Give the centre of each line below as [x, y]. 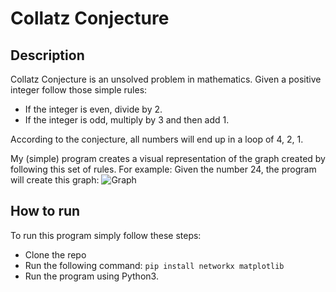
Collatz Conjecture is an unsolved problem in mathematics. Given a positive [166, 79]
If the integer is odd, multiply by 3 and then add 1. [127, 120]
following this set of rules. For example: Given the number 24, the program [163, 169]
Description [47, 55]
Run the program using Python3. [91, 276]
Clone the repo [55, 254]
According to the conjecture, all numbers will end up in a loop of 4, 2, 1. [157, 139]
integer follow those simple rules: [79, 90]
